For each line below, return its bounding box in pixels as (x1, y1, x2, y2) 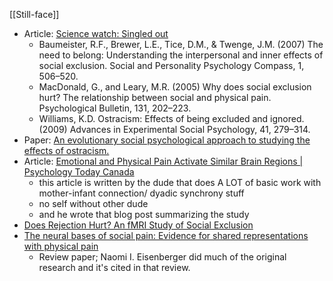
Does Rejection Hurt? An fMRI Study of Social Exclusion (23, 219, 254, 231)
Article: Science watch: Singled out (23, 28, 169, 39)
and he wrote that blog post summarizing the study (38, 209, 250, 220)
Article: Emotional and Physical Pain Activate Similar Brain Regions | (23, 155, 304, 167)
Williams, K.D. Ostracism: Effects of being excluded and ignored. (38, 113, 305, 124)
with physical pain (23, 240, 99, 252)
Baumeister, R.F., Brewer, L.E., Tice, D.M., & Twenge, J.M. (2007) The (38, 39, 324, 50)
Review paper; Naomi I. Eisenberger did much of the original (38, 251, 287, 263)
